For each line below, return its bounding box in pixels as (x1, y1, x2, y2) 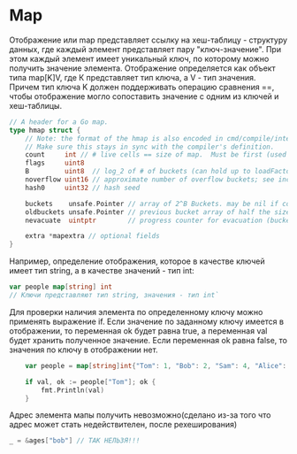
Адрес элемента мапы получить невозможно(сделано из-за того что (9, 410, 271, 420)
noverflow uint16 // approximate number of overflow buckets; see (25, 175, 275, 184)
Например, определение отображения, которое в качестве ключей (9, 256, 265, 266)
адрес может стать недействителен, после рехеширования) (9, 419, 238, 430)
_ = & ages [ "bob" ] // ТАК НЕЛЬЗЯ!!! (9, 436, 141, 445)
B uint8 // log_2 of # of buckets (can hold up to (25, 167, 251, 176)
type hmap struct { (9, 126, 81, 135)
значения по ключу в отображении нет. (9, 344, 158, 355)
